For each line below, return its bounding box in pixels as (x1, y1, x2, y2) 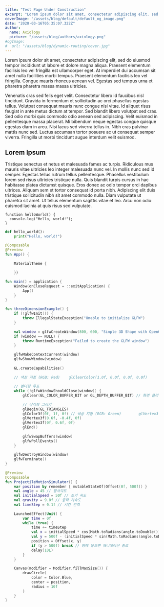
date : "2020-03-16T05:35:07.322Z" (5, 21, 76, 26)
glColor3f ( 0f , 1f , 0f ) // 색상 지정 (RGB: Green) (22, 411, 122, 416)
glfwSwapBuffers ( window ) (22, 434, 73, 439)
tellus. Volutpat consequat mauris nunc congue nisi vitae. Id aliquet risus (5, 103, 151, 109)
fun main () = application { (5, 280, 62, 284)
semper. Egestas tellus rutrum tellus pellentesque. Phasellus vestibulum (5, 172, 149, 178)
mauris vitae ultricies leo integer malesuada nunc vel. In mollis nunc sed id (5, 166, 155, 172)
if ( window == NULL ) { (14, 334, 60, 339)
